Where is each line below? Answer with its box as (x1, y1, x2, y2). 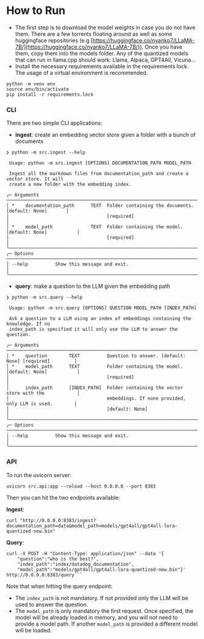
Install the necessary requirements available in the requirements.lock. (15, 62, 189, 70)
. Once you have (141, 43, 183, 51)
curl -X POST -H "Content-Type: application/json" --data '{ (6, 550, 165, 557)
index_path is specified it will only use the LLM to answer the (8, 326, 178, 332)
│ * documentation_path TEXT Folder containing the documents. (6, 203, 194, 209)
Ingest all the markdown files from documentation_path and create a (8, 171, 189, 177)
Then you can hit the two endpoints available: (6, 494, 120, 501)
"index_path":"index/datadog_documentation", (17, 561, 135, 567)
